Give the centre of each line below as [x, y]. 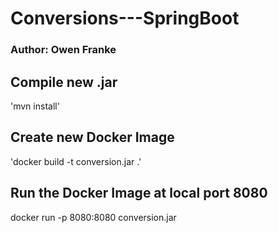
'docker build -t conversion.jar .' [76, 161]
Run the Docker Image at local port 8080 [139, 193]
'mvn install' [35, 106]
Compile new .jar [64, 82]
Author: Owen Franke [63, 50]
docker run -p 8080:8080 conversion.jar [93, 217]
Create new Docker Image [92, 137]
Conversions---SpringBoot [125, 18]
